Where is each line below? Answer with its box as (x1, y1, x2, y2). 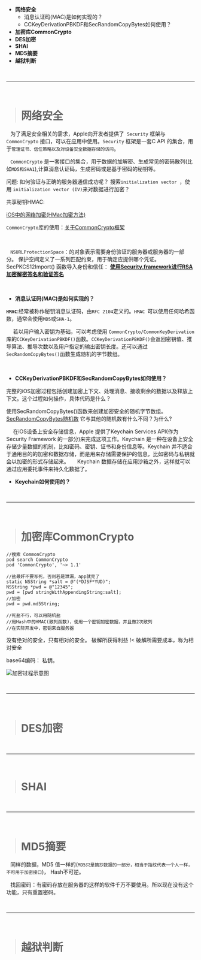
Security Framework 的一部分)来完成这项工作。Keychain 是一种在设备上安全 (6, 435, 193, 442)
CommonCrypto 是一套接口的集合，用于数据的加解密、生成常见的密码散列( (10, 158, 187, 165)
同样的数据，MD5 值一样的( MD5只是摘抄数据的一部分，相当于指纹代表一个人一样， (10, 861, 193, 868)
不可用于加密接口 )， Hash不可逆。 (6, 868, 85, 876)
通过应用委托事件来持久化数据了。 (6, 465, 90, 472)
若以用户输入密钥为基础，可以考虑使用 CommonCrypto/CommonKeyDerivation (13, 328, 194, 335)
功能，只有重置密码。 (6, 888, 59, 895)
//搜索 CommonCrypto (6, 551, 56, 557)
